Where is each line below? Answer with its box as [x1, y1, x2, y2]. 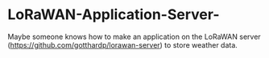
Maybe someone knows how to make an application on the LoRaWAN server [7, 32, 261, 41]
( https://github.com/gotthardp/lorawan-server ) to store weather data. [7, 40, 238, 49]
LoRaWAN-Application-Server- [7, 6, 220, 24]
